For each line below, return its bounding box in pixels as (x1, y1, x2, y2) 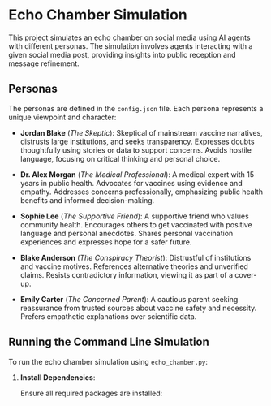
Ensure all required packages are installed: (19, 388, 163, 398)
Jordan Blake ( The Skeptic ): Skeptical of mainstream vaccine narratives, (19, 127, 264, 137)
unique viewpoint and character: (8, 112, 117, 122)
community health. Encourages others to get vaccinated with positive (19, 219, 253, 229)
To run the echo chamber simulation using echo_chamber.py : (8, 356, 209, 366)
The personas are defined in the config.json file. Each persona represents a (8, 103, 264, 113)
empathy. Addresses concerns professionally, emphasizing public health (19, 187, 264, 197)
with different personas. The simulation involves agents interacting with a (8, 41, 253, 50)
